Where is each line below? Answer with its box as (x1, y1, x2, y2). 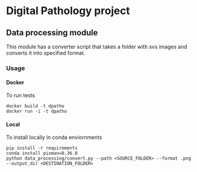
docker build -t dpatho (6, 103, 65, 110)
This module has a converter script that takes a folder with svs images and (6, 43, 188, 50)
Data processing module (6, 28, 98, 38)
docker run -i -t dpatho (6, 108, 67, 114)
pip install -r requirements (6, 145, 78, 151)
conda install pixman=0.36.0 (6, 150, 78, 157)
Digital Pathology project (6, 4, 130, 18)
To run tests (6, 92, 35, 99)
